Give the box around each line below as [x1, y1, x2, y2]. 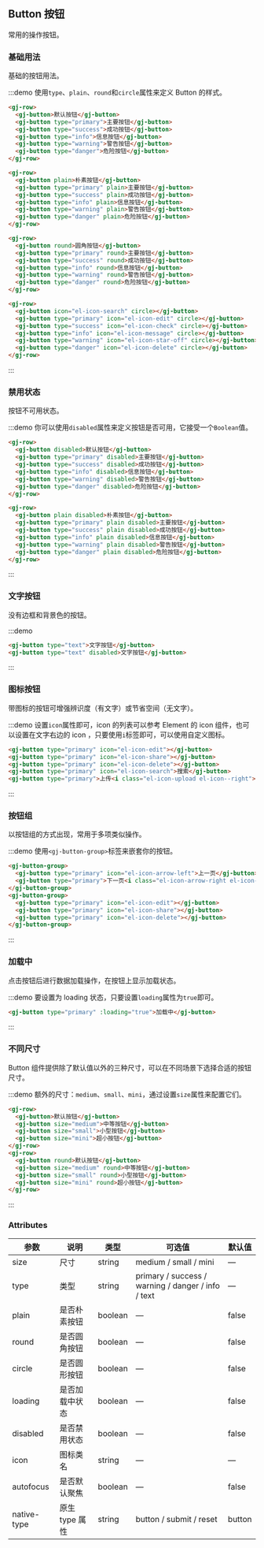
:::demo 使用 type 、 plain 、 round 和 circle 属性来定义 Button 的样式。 [8, 87, 226, 97]
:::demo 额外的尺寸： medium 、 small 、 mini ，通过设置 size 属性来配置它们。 [8, 1089, 246, 1099]
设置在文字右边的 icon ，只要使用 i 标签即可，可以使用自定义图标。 [14, 730, 229, 739]
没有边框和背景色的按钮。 [8, 610, 91, 620]
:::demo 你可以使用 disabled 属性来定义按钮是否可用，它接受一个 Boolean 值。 [8, 422, 253, 432]
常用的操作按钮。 [8, 30, 64, 39]
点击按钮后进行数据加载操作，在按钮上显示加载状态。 [8, 976, 181, 985]
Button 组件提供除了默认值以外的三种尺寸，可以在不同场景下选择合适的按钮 [8, 1062, 252, 1072]
